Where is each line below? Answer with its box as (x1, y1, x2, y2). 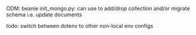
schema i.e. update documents (6, 11, 82, 18)
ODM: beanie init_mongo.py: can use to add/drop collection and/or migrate (6, 5, 191, 12)
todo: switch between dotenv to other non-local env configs (6, 23, 154, 29)
